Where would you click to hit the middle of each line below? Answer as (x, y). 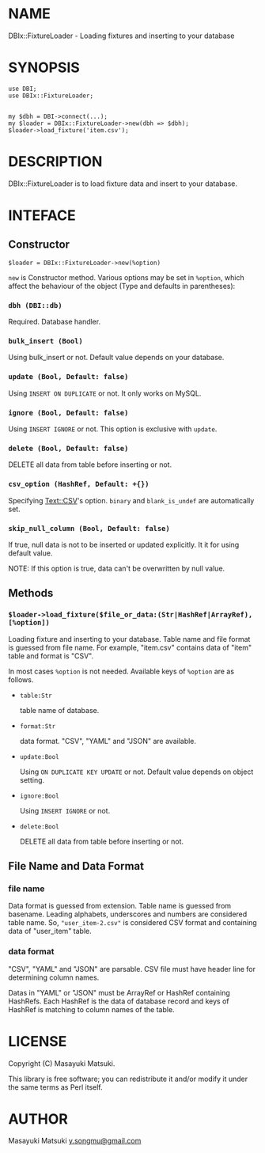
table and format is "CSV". (51, 656)
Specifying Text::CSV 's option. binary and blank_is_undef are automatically (131, 500)
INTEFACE (42, 215)
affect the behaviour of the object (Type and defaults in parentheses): (122, 286)
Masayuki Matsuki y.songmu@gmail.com (75, 1141)
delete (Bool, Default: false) (68, 448)
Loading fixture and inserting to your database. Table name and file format (129, 639)
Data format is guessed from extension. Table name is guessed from (120, 906)
